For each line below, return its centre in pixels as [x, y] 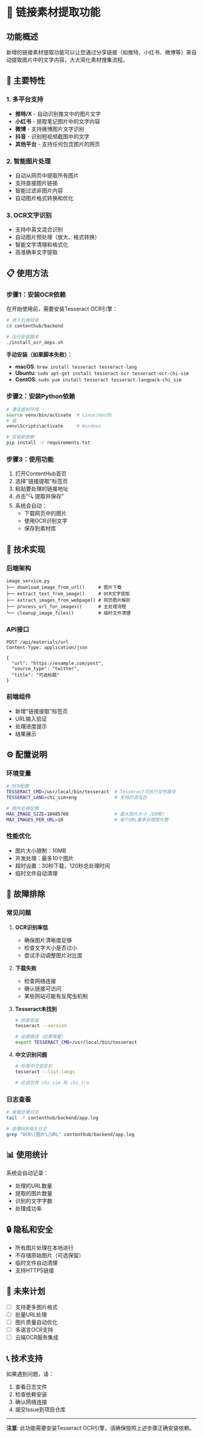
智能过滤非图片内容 [39, 190]
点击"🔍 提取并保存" [40, 496]
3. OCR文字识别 [29, 215]
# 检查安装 [27, 1020]
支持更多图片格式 [36, 1307]
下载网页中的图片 [45, 513]
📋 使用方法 [27, 273]
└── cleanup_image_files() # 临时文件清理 [69, 613]
